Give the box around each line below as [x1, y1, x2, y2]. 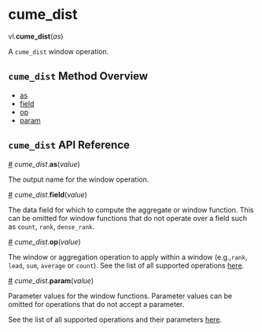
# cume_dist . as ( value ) [8, 159, 80, 168]
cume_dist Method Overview [8, 69, 148, 83]
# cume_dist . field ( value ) [8, 190, 88, 199]
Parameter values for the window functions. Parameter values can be [8, 291, 233, 301]
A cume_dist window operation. [8, 46, 109, 56]
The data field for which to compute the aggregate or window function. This [8, 205, 254, 214]
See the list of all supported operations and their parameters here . [8, 315, 223, 324]
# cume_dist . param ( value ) [8, 275, 94, 285]
